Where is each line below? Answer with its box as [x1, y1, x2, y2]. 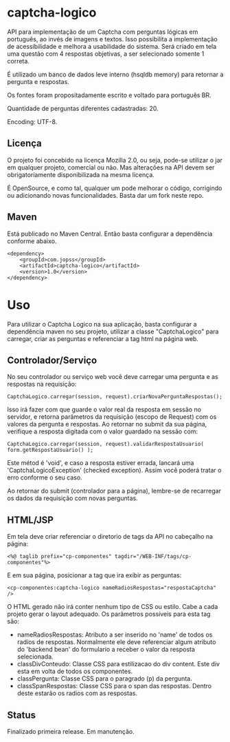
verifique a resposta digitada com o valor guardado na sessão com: [7, 427, 198, 435]
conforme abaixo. [7, 236, 57, 245]
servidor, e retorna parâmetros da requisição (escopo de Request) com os [7, 413, 217, 421]
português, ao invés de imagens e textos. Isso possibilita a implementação [7, 34, 218, 43]
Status [7, 709, 36, 721]
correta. [7, 56, 30, 65]
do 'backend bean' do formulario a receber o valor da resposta [16, 646, 196, 654]
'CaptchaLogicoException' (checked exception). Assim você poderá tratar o [7, 466, 222, 475]
